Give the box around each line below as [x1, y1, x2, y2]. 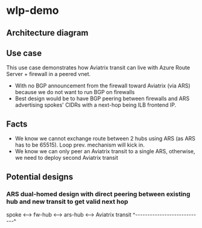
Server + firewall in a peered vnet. [6, 71, 91, 78]
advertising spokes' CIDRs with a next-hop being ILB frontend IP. [14, 101, 177, 109]
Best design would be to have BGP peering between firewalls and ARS [14, 95, 190, 103]
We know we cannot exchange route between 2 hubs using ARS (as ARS [14, 135, 196, 142]
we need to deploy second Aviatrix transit [14, 154, 119, 162]
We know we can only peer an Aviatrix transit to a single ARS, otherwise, [14, 148, 195, 155]
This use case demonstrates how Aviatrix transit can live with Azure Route [6, 64, 191, 71]
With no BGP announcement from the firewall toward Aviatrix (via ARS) [14, 82, 191, 89]
